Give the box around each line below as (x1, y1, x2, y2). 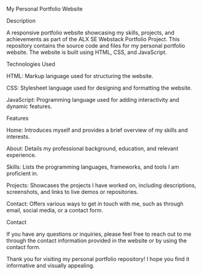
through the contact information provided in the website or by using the (6, 237, 187, 244)
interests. (6, 133, 30, 140)
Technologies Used (6, 61, 55, 68)
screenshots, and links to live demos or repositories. (6, 188, 139, 195)
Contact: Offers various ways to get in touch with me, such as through (6, 200, 184, 207)
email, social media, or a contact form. (6, 207, 103, 214)
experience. (6, 152, 37, 158)
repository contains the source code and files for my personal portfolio (6, 42, 185, 49)
